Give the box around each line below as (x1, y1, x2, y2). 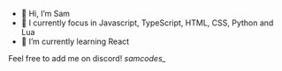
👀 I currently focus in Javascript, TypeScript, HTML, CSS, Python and (20, 18, 274, 28)
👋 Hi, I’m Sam (20, 9, 71, 18)
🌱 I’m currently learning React (20, 36, 130, 46)
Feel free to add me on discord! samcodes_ (8, 53, 166, 63)
